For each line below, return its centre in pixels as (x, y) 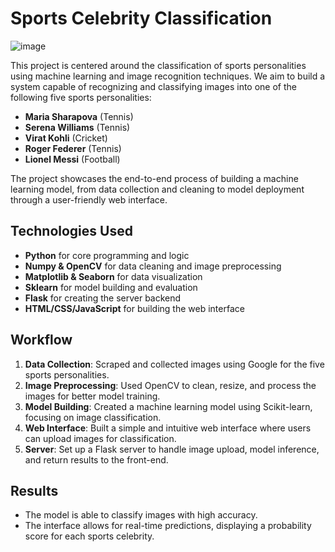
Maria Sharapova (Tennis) (79, 116)
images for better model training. (92, 396)
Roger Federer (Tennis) (73, 148)
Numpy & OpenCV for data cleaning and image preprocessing (153, 266)
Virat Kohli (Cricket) (66, 138)
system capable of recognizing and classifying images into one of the (153, 86)
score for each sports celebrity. (89, 536)
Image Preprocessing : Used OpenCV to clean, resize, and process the (170, 385)
